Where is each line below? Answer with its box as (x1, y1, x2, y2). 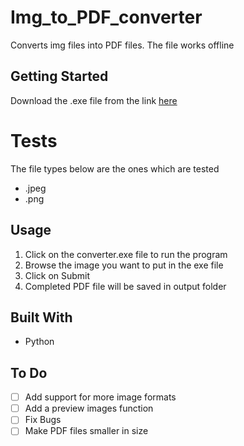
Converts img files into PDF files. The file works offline (10, 39, 235, 51)
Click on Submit (24, 269, 91, 281)
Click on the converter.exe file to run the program (24, 248, 228, 260)
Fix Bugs (24, 414, 62, 426)
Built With (10, 309, 73, 326)
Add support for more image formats (24, 391, 177, 403)
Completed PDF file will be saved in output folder (24, 280, 227, 292)
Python (24, 336, 55, 348)
